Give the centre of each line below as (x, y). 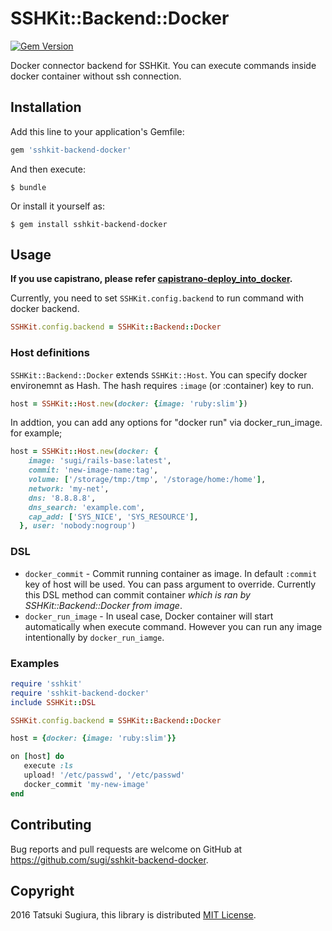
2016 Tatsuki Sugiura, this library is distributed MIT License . (133, 915)
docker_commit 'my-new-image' (86, 784)
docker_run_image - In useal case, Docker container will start (149, 616)
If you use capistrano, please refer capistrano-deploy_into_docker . (151, 279)
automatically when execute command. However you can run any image (173, 626)
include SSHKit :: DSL (53, 702)
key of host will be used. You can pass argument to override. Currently (170, 584)
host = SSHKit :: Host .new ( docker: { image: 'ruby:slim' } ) (129, 403)
